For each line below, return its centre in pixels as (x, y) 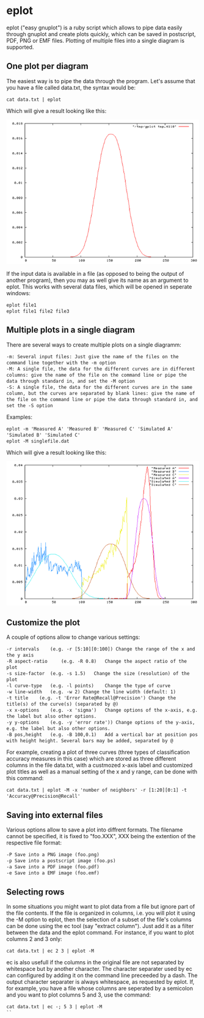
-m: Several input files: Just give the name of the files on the (93, 356)
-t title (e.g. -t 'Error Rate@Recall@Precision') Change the (91, 698)
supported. (20, 47)
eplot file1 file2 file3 (38, 311)
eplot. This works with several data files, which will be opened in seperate (99, 286)
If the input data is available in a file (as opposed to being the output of (95, 273)
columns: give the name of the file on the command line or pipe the (97, 375)
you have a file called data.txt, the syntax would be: (71, 87)
